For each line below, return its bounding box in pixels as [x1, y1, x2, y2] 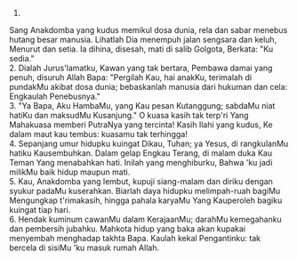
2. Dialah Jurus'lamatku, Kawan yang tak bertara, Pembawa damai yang [9, 62, 273, 73]
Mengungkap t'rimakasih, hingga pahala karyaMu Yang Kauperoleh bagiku [9, 195, 283, 206]
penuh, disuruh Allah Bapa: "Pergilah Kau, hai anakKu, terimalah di [9, 72, 252, 83]
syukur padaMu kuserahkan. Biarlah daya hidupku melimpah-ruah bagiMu [9, 186, 281, 196]
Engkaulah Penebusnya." [9, 91, 100, 102]
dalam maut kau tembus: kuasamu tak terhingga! [9, 129, 189, 139]
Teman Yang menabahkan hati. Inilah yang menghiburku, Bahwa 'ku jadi [9, 158, 273, 167]
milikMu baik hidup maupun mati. [9, 167, 131, 177]
